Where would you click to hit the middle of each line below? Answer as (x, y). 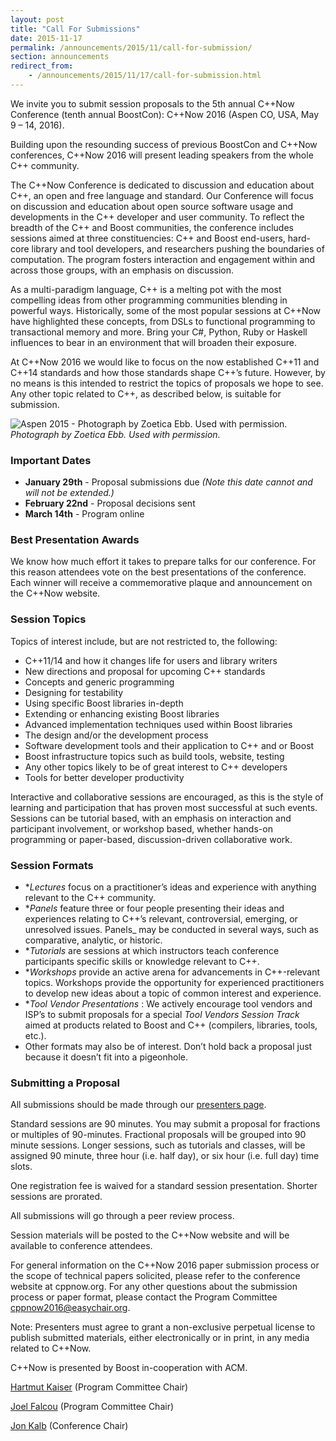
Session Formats (52, 865)
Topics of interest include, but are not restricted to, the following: (144, 641)
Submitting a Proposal (65, 1083)
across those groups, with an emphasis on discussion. (122, 270)
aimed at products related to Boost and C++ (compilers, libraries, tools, (171, 1025)
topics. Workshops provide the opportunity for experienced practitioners (174, 983)
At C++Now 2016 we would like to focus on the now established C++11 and (165, 362)
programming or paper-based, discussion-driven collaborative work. (151, 839)
